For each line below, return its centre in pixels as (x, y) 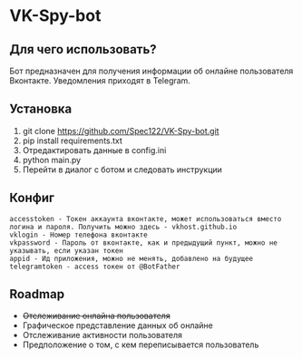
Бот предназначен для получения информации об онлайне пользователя (151, 71)
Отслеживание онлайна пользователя (96, 316)
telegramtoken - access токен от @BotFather (95, 267)
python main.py (52, 160)
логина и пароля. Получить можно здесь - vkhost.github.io (123, 227)
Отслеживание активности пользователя (102, 335)
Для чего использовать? (83, 49)
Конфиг (32, 198)
